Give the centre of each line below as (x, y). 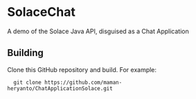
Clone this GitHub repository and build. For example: (82, 69)
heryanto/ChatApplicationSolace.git (60, 88)
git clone (27, 82)
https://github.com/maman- (83, 82)
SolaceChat (42, 12)
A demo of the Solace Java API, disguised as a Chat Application (98, 31)
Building (25, 53)
